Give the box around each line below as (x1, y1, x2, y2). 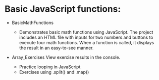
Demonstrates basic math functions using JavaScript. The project (19, 29, 154, 35)
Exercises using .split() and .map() (19, 69, 89, 75)
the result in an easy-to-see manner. (19, 45, 94, 51)
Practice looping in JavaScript (19, 64, 81, 70)
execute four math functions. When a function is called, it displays (19, 39, 154, 45)
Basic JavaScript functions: (4, 3, 121, 15)
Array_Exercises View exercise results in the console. (11, 54, 121, 60)
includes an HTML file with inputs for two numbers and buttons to (19, 34, 154, 40)
